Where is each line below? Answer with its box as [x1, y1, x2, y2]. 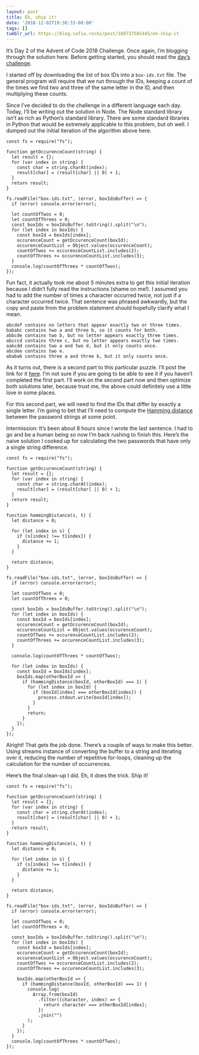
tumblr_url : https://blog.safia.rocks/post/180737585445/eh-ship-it [6, 31, 179, 37]
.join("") [37, 1012, 62, 1019]
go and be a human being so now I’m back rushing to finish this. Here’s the [6, 431, 189, 438]
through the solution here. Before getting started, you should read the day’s [6, 54, 191, 61]
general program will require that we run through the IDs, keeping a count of [6, 78, 192, 85]
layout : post [6, 8, 39, 15]
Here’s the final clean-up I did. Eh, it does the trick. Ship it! [6, 772, 149, 779]
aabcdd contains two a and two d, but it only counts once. [6, 343, 159, 349]
